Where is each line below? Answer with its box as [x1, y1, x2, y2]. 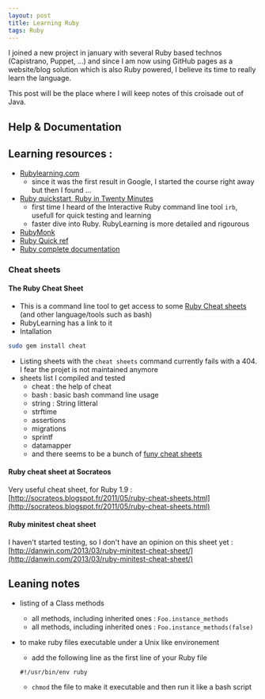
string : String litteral [31, 398, 98, 408]
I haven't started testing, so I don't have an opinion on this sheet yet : [8, 537, 233, 547]
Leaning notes [8, 577, 81, 591]
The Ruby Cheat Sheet [8, 283, 84, 294]
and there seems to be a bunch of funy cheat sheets [31, 449, 203, 459]
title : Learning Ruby [8, 19, 80, 27]
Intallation [19, 326, 52, 336]
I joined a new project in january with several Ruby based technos [8, 48, 222, 58]
